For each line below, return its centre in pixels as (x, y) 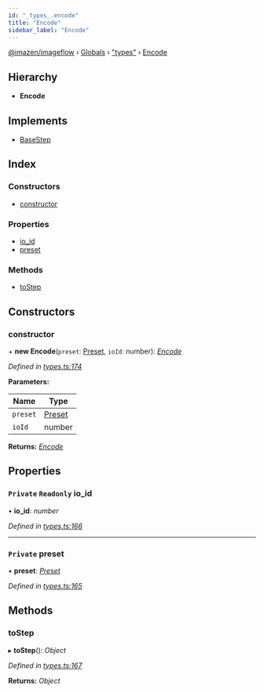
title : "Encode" (35, 23)
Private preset (36, 553)
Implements (38, 121)
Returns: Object (34, 680)
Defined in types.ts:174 (45, 366)
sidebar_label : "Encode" (49, 30)
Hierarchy (33, 77)
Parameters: (29, 381)
